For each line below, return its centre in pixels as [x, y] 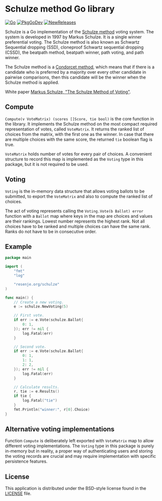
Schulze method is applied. [32, 82]
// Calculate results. [37, 387]
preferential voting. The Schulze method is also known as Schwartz [72, 42]
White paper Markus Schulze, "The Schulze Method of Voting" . [68, 92]
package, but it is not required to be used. [47, 164]
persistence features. [26, 461]
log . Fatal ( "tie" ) [40, 401]
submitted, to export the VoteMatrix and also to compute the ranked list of [79, 196]
